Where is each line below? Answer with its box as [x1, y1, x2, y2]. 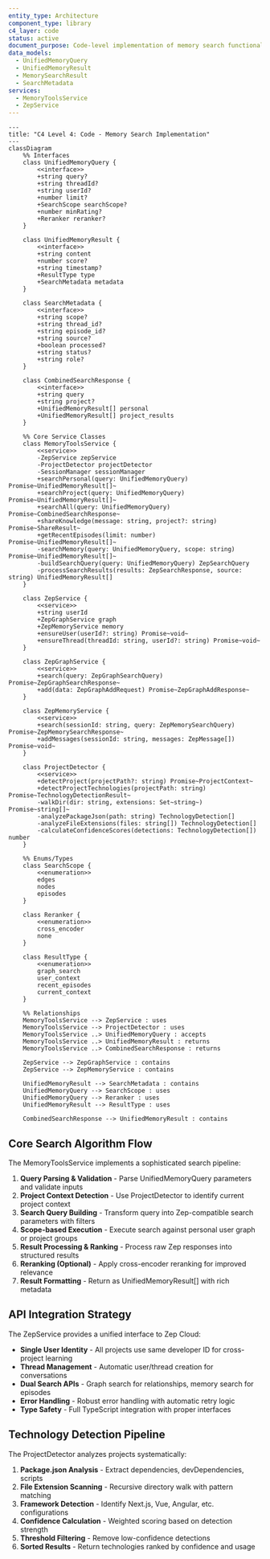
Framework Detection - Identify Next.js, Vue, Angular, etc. [19, 1499, 215, 1508]
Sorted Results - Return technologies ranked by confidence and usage [19, 1541, 256, 1551]
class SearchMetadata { [22, 299, 103, 308]
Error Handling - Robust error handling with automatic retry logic [19, 1396, 235, 1406]
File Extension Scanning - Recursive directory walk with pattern [19, 1482, 233, 1491]
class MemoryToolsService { [22, 440, 117, 448]
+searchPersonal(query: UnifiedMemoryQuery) [37, 475, 189, 483]
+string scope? [37, 313, 88, 321]
